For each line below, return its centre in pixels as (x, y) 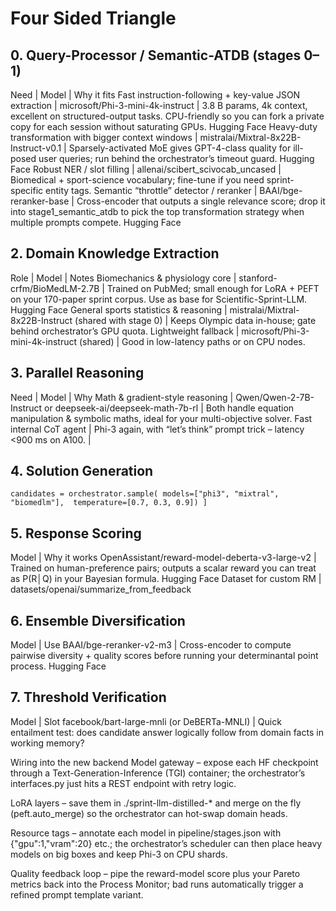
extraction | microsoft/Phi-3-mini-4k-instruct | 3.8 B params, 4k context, (159, 105)
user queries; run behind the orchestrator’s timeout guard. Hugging (176, 158)
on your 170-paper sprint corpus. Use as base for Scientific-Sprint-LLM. (159, 299)
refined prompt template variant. (77, 894)
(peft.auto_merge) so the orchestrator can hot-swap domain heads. (149, 813)
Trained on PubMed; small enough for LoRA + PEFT (213, 288)
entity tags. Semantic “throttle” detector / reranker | (151, 190)
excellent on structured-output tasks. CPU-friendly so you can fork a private (167, 116)
